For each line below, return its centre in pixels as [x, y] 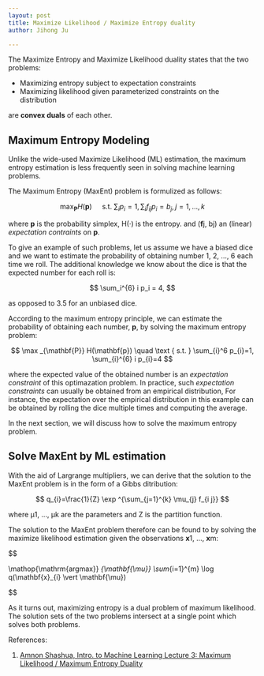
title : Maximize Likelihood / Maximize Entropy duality [102, 23]
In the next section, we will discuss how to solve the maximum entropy [123, 422]
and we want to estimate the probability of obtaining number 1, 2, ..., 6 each [131, 255]
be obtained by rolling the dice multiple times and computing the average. [128, 407]
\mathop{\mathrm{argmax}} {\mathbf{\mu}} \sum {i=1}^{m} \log [111, 569]
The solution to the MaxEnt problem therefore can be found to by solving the [132, 529]
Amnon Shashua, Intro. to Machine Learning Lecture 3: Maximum [125, 655]
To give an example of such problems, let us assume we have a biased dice [131, 247]
